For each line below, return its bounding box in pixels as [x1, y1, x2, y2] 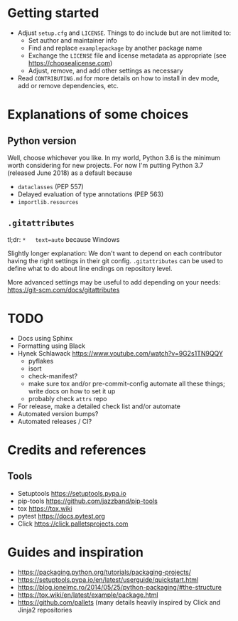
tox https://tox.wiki [17, 504, 72, 513]
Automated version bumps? [17, 409, 99, 418]
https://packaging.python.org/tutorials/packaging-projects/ [17, 568, 192, 576]
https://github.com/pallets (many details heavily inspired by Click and [17, 598, 221, 606]
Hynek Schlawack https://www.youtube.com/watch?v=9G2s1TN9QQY [17, 349, 224, 357]
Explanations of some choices [7, 107, 189, 122]
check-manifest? [28, 371, 78, 380]
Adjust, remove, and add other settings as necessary [28, 66, 183, 75]
